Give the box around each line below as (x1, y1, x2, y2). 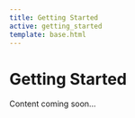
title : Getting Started (9, 13, 99, 23)
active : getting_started (9, 22, 103, 31)
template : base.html (9, 30, 87, 39)
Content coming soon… (9, 98, 96, 109)
